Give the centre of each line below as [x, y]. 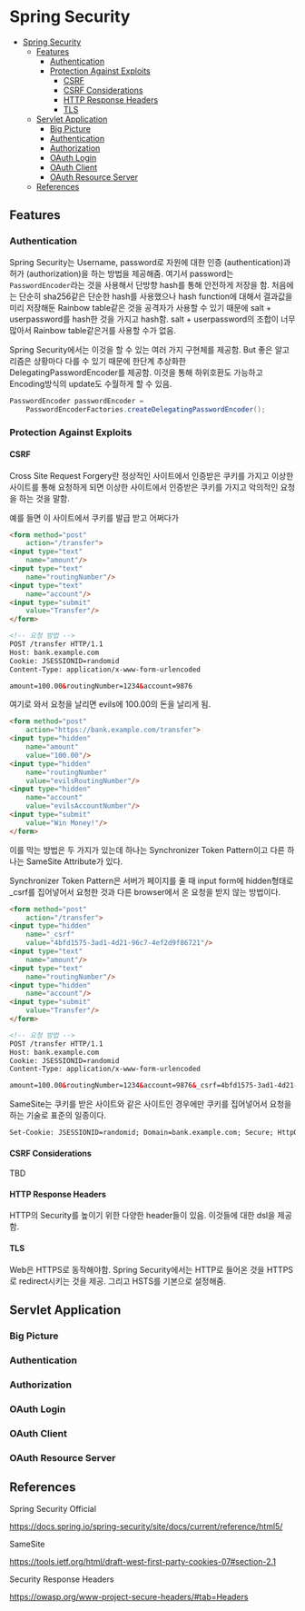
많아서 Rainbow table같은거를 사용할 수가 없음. [93, 330]
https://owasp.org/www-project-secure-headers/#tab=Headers [129, 1597]
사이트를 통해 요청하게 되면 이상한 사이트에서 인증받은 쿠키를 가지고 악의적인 [144, 487]
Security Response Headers [62, 1579]
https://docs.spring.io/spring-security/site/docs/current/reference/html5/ [146, 1526]
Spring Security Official [53, 1509]
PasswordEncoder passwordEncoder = [77, 401]
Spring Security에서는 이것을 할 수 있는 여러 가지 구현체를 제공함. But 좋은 [141, 349]
